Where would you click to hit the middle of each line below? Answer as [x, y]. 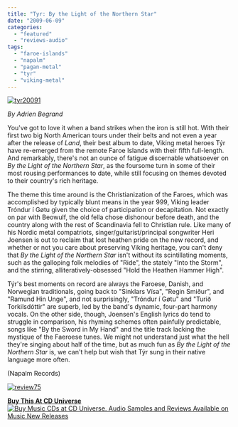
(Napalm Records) [34, 374]
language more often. [39, 359]
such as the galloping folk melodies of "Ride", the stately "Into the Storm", [115, 263]
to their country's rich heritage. [53, 181]
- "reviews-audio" [41, 41]
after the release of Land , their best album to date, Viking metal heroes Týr [117, 143]
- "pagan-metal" [38, 67]
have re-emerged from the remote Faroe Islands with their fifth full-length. [116, 151]
